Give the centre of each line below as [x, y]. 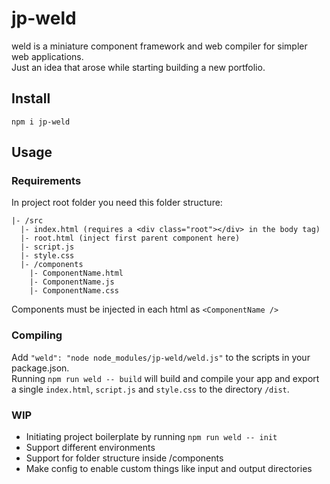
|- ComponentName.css [74, 291]
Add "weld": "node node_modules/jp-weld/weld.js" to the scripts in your [161, 357]
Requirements [46, 181]
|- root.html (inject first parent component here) [130, 238]
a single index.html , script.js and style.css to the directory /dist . [150, 389]
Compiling [37, 335]
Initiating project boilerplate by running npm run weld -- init [151, 437]
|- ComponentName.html [76, 273]
